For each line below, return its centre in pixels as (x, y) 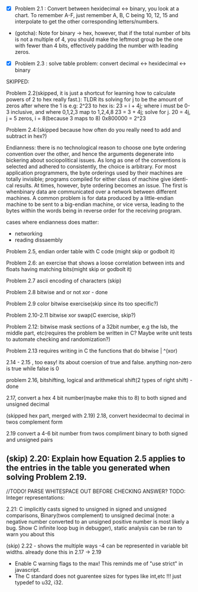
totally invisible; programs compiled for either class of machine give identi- (97, 179)
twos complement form (35, 422)
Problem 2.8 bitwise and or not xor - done (57, 292)
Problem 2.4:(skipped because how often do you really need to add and (94, 130)
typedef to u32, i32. (39, 582)
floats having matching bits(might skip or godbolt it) (69, 269)
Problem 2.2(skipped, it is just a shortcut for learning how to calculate (91, 93)
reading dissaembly (39, 240)
